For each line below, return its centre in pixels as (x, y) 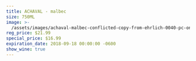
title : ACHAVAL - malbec (36, 11)
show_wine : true (26, 49)
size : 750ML (20, 17)
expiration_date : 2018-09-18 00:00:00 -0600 (61, 44)
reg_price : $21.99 (28, 33)
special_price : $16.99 (34, 38)
